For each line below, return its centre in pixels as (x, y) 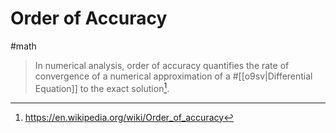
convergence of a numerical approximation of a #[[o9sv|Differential (173, 76)
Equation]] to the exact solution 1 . (102, 87)
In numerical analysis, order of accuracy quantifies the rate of (162, 65)
